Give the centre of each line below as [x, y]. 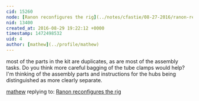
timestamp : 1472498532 [34, 34]
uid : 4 [14, 39]
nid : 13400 [20, 22]
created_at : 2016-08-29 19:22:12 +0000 [55, 28]
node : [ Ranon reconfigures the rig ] [51, 17]
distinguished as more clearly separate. [54, 80]
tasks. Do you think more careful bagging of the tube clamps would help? [96, 67]
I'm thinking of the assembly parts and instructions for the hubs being [91, 74]
